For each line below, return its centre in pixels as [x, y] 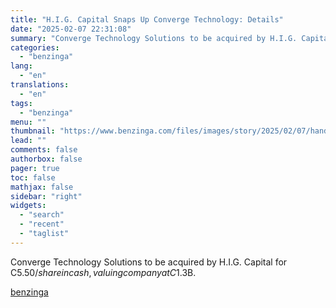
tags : [21, 103]
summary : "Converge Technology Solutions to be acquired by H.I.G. [154, 38]
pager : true [35, 168]
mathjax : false [42, 187]
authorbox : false [46, 159]
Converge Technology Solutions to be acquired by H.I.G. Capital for [149, 262]
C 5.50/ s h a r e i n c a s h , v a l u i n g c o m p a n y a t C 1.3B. [103, 272]
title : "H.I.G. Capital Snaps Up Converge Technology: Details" [147, 19]
